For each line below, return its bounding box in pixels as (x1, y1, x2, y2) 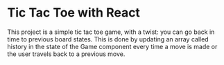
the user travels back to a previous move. (7, 50, 126, 58)
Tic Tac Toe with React (7, 5, 141, 21)
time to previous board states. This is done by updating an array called (7, 35, 209, 43)
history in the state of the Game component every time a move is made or (7, 42, 218, 50)
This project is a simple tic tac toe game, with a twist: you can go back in (7, 28, 215, 36)
